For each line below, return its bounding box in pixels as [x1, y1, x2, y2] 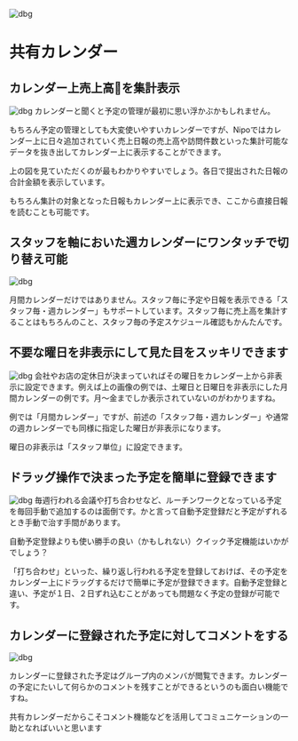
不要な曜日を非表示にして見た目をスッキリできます [9, 345, 289, 360]
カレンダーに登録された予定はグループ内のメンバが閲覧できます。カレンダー [9, 671, 288, 681]
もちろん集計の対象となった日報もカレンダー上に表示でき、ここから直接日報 [9, 195, 288, 206]
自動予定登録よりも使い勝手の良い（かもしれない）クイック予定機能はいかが [9, 536, 289, 546]
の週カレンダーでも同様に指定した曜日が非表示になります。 [9, 422, 226, 433]
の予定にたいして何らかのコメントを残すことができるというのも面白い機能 [9, 681, 281, 692]
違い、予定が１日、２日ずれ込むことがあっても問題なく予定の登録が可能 [9, 588, 273, 599]
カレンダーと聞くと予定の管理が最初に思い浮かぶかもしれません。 [34, 106, 276, 116]
